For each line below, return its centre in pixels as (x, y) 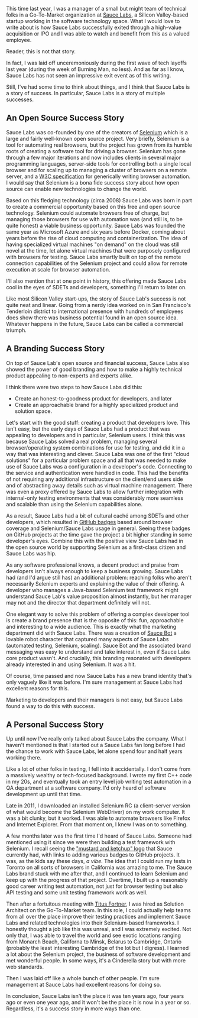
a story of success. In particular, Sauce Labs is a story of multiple (86, 93)
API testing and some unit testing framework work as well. (77, 893)
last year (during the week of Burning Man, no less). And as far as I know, (95, 69)
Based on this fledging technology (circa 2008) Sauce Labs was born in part (99, 200)
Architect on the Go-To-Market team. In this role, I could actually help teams (98, 910)
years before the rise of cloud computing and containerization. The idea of (97, 238)
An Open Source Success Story (65, 118)
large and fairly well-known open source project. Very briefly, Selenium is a (98, 138)
